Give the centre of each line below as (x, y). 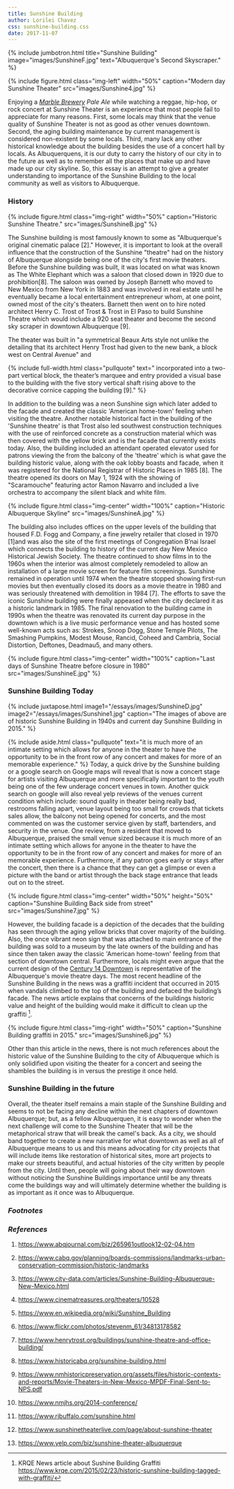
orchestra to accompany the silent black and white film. (87, 492)
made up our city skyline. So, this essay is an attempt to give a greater (108, 168)
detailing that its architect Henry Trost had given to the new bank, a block (113, 347)
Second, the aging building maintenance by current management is (104, 132)
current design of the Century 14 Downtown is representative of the (105, 969)
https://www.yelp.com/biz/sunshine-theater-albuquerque (100, 1443)
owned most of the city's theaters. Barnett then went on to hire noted (107, 304)
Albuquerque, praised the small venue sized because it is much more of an (115, 838)
